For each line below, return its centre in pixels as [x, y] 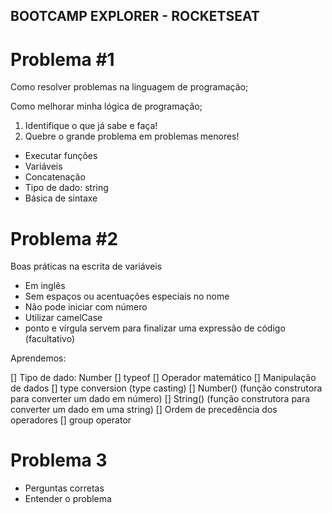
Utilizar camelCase [63, 318]
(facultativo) [50, 339]
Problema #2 [64, 238]
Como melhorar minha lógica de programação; [106, 106]
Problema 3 [59, 460]
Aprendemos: [38, 358]
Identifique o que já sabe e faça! [91, 126]
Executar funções [61, 156]
